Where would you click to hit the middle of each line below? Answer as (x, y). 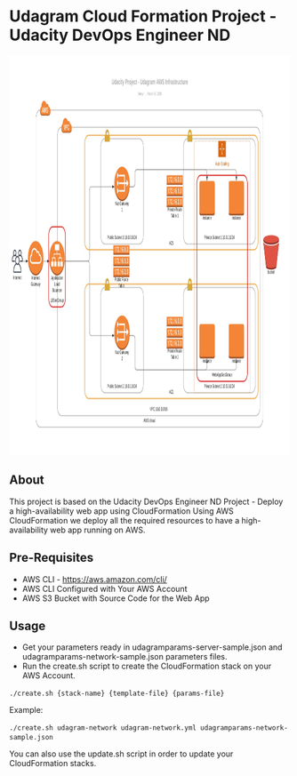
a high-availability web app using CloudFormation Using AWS (121, 511)
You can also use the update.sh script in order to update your (121, 754)
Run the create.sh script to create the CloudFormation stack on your (147, 666)
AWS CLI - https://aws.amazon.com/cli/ (94, 579)
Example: (26, 710)
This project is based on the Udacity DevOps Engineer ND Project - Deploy (146, 501)
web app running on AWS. (98, 530)
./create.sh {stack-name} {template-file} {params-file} (117, 694)
